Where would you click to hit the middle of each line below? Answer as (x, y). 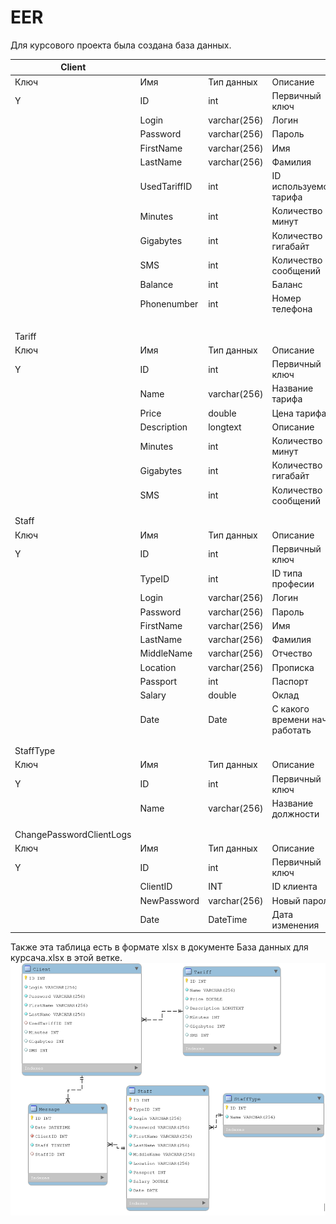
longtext (225, 427)
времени (290, 720)
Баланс (287, 285)
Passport (158, 681)
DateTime (228, 920)
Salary (153, 695)
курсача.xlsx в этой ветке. (66, 958)
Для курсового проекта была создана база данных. (121, 45)
